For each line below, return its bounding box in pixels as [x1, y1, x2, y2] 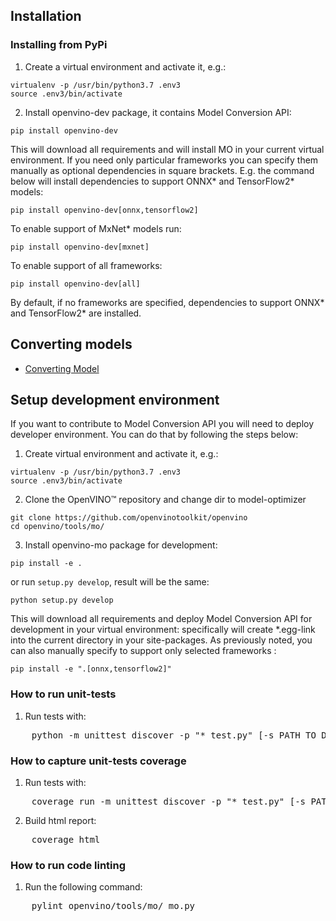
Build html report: [24, 814, 97, 826]
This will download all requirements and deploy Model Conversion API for [10, 613, 313, 625]
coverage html [31, 834, 101, 845]
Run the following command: [24, 881, 143, 893]
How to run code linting [10, 858, 127, 872]
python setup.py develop [10, 595, 114, 606]
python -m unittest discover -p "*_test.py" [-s [31, 729, 275, 741]
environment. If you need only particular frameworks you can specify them [10, 154, 319, 166]
